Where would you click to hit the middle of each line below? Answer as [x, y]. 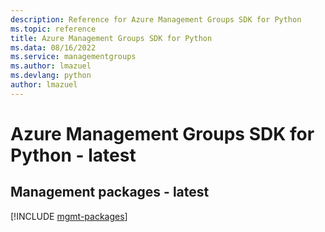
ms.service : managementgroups [73, 57]
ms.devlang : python [51, 76]
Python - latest [73, 155]
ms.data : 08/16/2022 [53, 47]
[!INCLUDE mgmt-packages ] [69, 216]
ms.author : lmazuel [51, 66]
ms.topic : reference [53, 29]
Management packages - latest [110, 192]
